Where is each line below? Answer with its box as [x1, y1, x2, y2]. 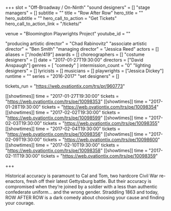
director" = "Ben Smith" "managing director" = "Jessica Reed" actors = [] [5, 46, 159, 52]
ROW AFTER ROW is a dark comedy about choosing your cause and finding [5, 195, 165, 200]
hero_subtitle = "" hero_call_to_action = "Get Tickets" [5, 15, 117, 21]
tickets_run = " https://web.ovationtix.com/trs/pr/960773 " [5, 83, 125, 89]
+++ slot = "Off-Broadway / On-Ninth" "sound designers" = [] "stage [5, 5, 151, 10]
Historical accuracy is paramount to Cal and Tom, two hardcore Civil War [5, 173, 158, 179]
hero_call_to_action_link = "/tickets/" [5, 20, 82, 27]
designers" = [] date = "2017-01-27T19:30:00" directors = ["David [5, 57, 144, 63]
